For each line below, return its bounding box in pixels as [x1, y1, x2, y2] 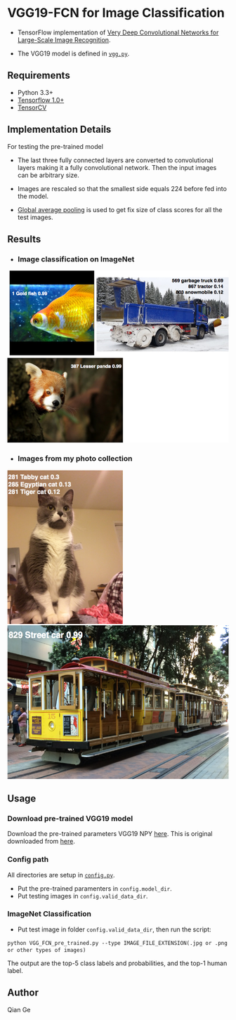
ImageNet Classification [7, 909, 91, 919]
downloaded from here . [7, 837, 75, 846]
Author [7, 987, 39, 999]
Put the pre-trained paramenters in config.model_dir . [17, 884, 172, 893]
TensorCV [17, 103, 47, 112]
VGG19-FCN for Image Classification [7, 5, 225, 21]
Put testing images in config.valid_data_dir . [17, 891, 148, 900]
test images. [17, 213, 53, 221]
